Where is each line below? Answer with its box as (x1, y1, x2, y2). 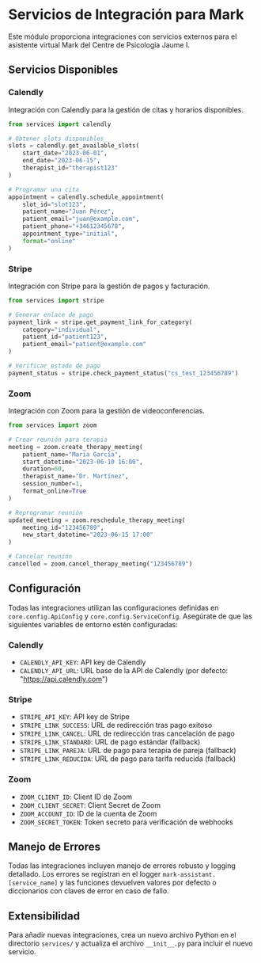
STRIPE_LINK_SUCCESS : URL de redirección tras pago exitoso (19, 721, 213, 730)
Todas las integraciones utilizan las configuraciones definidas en (8, 603, 219, 612)
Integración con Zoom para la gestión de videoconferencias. (8, 406, 206, 416)
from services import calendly (8, 120, 112, 128)
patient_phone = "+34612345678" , (22, 223, 126, 230)
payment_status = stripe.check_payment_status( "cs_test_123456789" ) (8, 369, 239, 377)
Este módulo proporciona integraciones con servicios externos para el (8, 32, 237, 41)
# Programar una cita (8, 185, 80, 193)
